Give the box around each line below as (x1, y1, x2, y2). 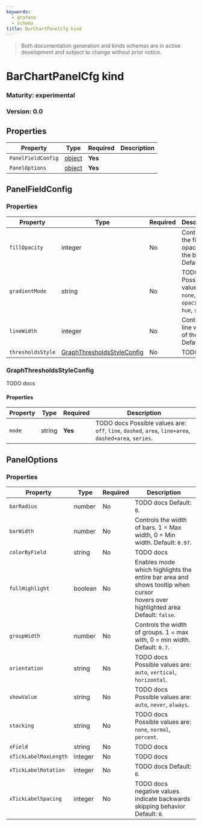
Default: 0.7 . (135, 643, 170, 651)
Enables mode (135, 558, 176, 566)
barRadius (9, 503, 37, 509)
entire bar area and (135, 573, 189, 581)
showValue (9, 693, 37, 700)
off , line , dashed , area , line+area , (95, 426, 191, 435)
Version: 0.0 (6, 107, 43, 116)
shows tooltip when (135, 580, 191, 588)
